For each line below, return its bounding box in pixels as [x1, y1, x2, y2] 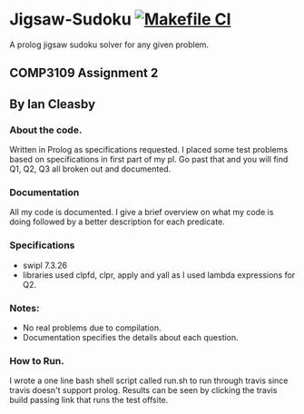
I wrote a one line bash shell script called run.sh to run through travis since [9, 375, 289, 386]
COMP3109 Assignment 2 [9, 65, 159, 81]
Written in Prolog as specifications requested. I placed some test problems [9, 144, 289, 155]
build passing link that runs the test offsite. [9, 395, 169, 406]
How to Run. [9, 354, 65, 367]
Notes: [9, 301, 40, 314]
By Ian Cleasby [9, 96, 96, 112]
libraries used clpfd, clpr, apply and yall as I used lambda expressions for [22, 269, 296, 281]
